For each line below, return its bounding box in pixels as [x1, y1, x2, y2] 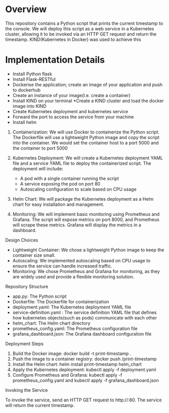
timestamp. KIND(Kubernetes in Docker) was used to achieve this [5, 36, 141, 42]
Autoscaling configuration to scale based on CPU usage [20, 186, 137, 192]
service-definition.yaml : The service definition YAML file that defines [12, 309, 157, 315]
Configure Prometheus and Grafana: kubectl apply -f [12, 372, 123, 378]
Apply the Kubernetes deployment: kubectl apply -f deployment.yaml [12, 366, 156, 373]
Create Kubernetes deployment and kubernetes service [12, 108, 129, 114]
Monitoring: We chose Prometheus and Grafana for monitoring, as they [12, 268, 160, 274]
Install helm [12, 119, 37, 125]
